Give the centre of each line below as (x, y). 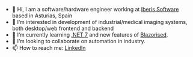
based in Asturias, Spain (42, 16)
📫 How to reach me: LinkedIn (49, 48)
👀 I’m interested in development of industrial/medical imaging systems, (100, 22)
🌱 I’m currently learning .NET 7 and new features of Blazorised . (90, 35)
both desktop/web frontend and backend (63, 28)
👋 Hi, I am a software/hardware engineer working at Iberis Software (95, 9)
